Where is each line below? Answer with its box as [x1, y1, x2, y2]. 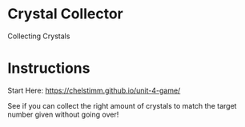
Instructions [7, 59, 90, 77]
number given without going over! [7, 109, 119, 119]
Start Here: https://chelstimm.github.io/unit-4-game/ [7, 85, 181, 95]
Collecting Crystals [7, 31, 70, 41]
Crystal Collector [7, 5, 123, 23]
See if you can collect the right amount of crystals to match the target [7, 101, 237, 110]
